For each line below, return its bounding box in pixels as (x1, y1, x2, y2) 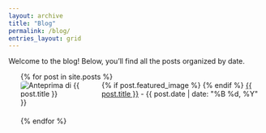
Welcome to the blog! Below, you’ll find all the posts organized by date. (8, 56, 246, 66)
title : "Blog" (8, 19, 57, 27)
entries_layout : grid (8, 34, 82, 43)
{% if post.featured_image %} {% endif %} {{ (101, 81, 252, 90)
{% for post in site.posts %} (19, 72, 114, 81)
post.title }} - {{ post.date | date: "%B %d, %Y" (101, 89, 258, 99)
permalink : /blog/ (8, 27, 71, 35)
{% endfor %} (19, 116, 67, 126)
